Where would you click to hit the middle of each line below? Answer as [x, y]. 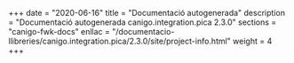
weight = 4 [253, 41]
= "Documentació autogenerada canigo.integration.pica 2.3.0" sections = [143, 22]
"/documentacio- [143, 31]
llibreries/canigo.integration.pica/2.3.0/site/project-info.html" [120, 41]
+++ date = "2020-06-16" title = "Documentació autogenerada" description [147, 13]
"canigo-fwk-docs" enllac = [59, 31]
